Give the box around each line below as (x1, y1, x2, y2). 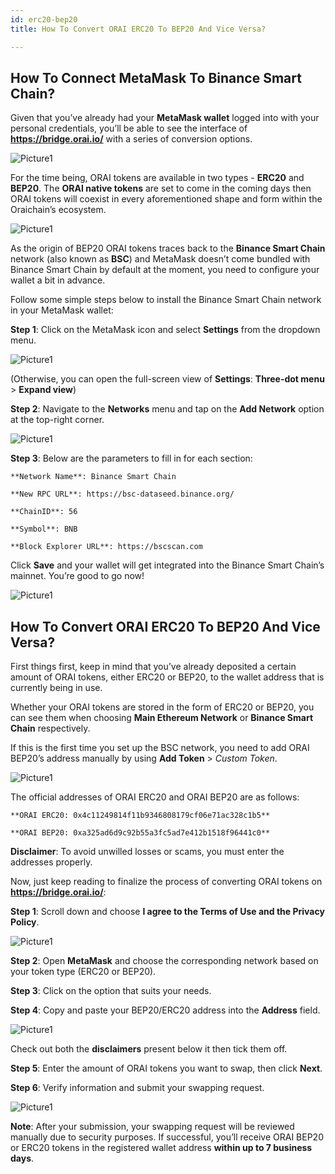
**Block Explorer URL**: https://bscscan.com (10, 542, 203, 552)
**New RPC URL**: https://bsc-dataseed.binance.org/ (10, 489, 235, 500)
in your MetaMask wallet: (10, 304, 114, 316)
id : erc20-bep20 (10, 14, 78, 25)
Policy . (10, 916, 40, 928)
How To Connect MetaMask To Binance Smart (10, 69, 302, 86)
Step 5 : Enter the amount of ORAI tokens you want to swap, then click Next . (10, 1062, 323, 1075)
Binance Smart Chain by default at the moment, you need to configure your (10, 264, 320, 276)
